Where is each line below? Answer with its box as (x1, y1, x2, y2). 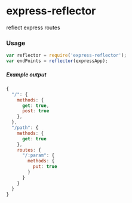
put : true (32, 164, 58, 170)
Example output (6, 70, 47, 78)
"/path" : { (11, 125, 39, 131)
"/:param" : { (22, 152, 55, 159)
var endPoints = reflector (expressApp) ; (6, 58, 109, 64)
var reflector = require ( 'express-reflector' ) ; (6, 53, 127, 59)
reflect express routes (6, 24, 61, 31)
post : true (22, 108, 50, 114)
